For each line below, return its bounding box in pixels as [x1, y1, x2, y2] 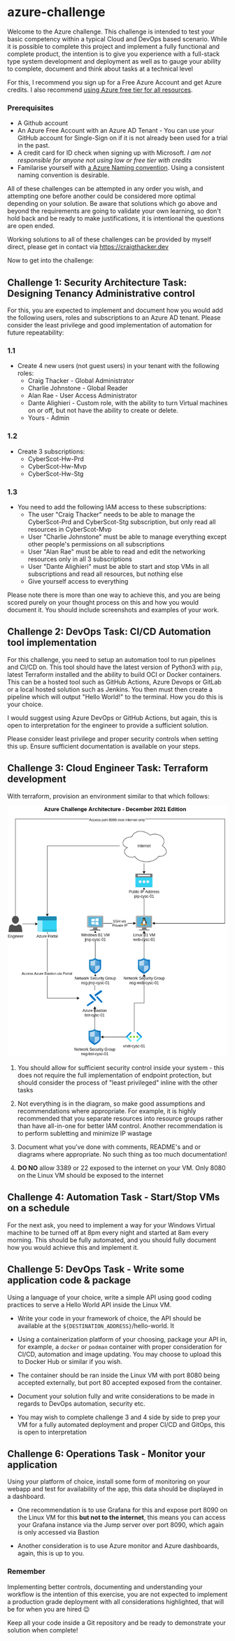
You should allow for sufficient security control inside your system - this [17, 1064, 225, 1072]
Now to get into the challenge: [7, 256, 94, 265]
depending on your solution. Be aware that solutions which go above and [7, 199, 218, 208]
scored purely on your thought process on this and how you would [7, 598, 199, 606]
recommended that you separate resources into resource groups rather [17, 1114, 224, 1123]
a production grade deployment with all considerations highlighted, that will [7, 1597, 225, 1606]
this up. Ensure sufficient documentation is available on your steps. [7, 742, 201, 750]
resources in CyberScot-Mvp [27, 525, 112, 533]
